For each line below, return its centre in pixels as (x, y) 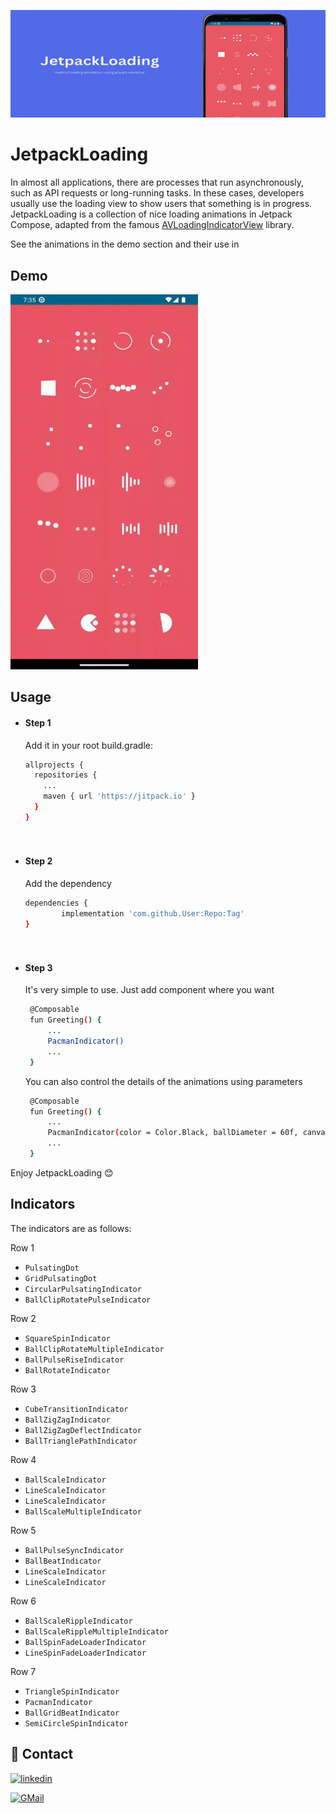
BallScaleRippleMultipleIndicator (96, 1631)
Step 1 (38, 723)
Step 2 (38, 861)
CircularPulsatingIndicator (83, 1289)
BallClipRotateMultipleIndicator (94, 1349)
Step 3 (38, 967)
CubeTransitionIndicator (76, 1409)
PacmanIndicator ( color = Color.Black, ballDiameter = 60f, (173, 1133)
